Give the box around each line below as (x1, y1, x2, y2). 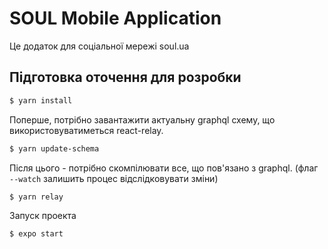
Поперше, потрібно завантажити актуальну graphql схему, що (9, 113, 276, 126)
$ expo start (9, 229, 64, 239)
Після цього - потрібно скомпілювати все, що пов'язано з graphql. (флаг (9, 162, 319, 174)
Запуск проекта (9, 210, 77, 222)
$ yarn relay (9, 192, 64, 202)
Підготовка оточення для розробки (9, 69, 242, 86)
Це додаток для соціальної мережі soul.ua (9, 40, 190, 52)
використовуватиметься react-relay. (9, 124, 164, 136)
